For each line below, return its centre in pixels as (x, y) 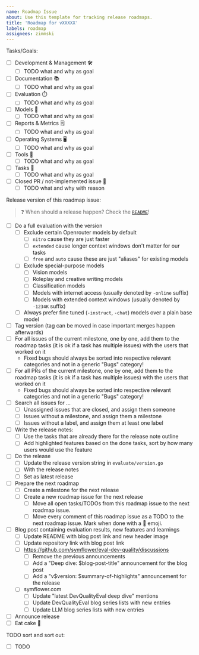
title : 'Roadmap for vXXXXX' (42, 23)
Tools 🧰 (24, 154)
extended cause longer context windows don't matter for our (106, 246)
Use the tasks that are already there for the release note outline (101, 437)
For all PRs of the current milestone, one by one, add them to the (94, 370)
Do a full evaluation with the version (59, 225)
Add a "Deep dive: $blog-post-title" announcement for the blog (110, 563)
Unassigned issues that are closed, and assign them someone (99, 409)
